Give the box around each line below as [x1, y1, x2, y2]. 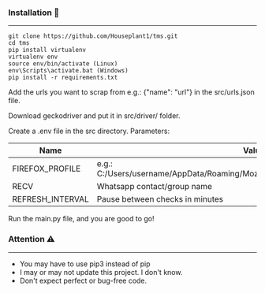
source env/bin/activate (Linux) [8, 60, 118, 68]
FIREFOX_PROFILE [12, 163, 81, 174]
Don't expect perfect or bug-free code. [19, 276, 147, 285]
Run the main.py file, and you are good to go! [8, 214, 155, 224]
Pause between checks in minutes [96, 194, 224, 205]
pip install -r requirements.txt [8, 74, 118, 82]
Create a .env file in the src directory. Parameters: [8, 126, 170, 136]
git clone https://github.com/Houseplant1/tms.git [8, 32, 178, 40]
